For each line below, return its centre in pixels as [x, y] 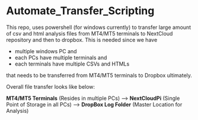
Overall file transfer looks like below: [51, 86]
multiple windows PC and [46, 51]
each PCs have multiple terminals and [61, 57]
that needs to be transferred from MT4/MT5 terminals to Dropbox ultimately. [99, 75]
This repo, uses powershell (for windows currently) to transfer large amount [99, 27]
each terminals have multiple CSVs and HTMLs [72, 64]
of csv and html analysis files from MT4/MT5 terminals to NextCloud [90, 33]
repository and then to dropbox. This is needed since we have [82, 40]
